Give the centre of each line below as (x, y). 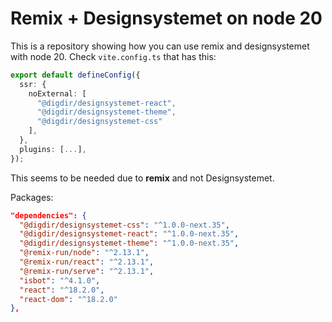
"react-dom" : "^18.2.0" (68, 299)
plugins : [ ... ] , (53, 149)
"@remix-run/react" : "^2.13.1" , (87, 262)
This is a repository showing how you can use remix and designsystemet (160, 46)
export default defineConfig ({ (75, 75)
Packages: (32, 197)
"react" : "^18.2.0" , (62, 290)
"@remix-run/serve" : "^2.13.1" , (87, 271)
